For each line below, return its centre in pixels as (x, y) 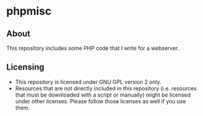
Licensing (25, 67)
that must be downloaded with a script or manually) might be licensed (103, 95)
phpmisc (29, 11)
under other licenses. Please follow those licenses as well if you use (101, 101)
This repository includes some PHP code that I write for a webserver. (93, 48)
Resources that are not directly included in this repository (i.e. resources (106, 88)
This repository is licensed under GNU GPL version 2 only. (88, 82)
